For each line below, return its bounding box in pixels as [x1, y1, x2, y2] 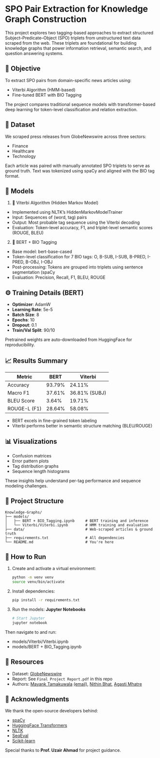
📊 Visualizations [5, 438, 57, 446]
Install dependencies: [12, 589, 55, 594]
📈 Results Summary [5, 356, 68, 365]
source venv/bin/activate [12, 579, 64, 585]
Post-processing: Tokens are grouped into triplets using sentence [12, 264, 143, 270]
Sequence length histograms [12, 468, 70, 474]
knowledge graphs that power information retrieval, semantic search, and [5, 45, 152, 51]
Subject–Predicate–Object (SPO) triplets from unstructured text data [5, 35, 141, 41]
